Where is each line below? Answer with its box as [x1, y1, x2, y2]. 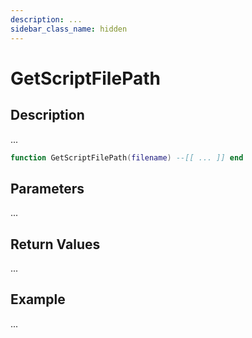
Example [10, 291, 66, 308]
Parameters [10, 180, 85, 197]
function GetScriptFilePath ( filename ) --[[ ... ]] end [10, 152, 244, 163]
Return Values [10, 236, 101, 253]
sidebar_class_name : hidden [10, 24, 128, 34]
